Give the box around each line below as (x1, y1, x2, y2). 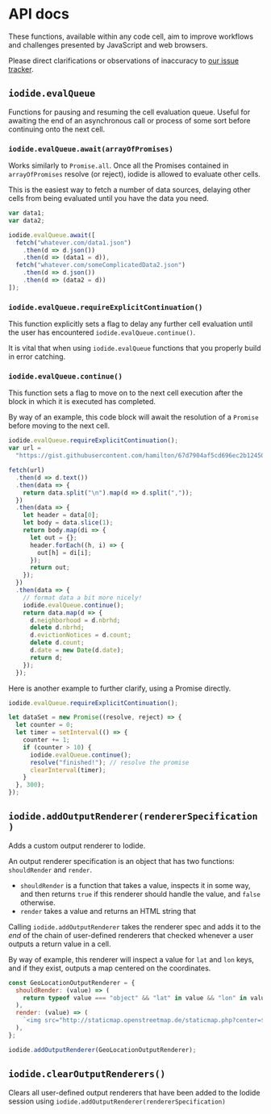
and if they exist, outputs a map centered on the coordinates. (8, 963, 211, 973)
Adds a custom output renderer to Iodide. (8, 841, 146, 850)
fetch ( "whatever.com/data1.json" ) (15, 239, 131, 247)
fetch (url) (8, 466, 45, 474)
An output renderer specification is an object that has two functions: (8, 856, 236, 866)
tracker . (8, 64, 34, 73)
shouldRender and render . (8, 865, 93, 874)
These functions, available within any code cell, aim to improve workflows (8, 31, 254, 41)
